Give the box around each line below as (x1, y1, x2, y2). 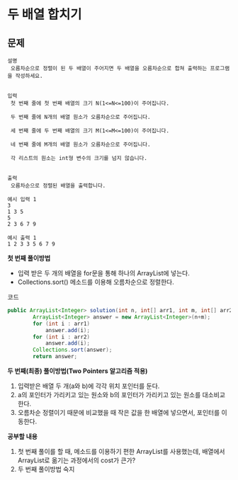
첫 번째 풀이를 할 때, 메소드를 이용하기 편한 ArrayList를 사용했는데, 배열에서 (17, 447, 225, 455)
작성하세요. (15, 72, 43, 79)
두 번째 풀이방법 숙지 (17, 465, 75, 473)
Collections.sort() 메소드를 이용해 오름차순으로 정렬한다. (17, 278, 175, 286)
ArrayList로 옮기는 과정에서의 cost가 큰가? (17, 456, 136, 464)
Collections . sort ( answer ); (33, 346, 113, 354)
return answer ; (33, 353, 78, 360)
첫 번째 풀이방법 (7, 254, 51, 262)
